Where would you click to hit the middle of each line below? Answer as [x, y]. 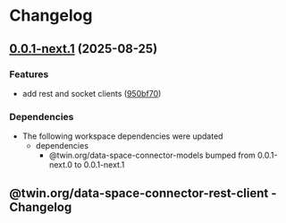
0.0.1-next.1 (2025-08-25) [84, 49]
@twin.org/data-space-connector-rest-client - [143, 193]
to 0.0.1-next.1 [100, 165]
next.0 [61, 165]
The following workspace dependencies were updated [122, 136]
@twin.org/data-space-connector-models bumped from [152, 155]
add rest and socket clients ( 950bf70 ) [92, 93]
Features [29, 74]
